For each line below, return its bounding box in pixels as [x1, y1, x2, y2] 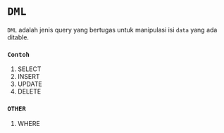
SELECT [17, 65, 42, 73]
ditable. [7, 33, 30, 42]
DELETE [17, 87, 42, 96]
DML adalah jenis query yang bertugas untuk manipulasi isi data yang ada [7, 25, 218, 34]
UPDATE [17, 80, 42, 89]
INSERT [17, 72, 40, 81]
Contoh [7, 51, 30, 58]
